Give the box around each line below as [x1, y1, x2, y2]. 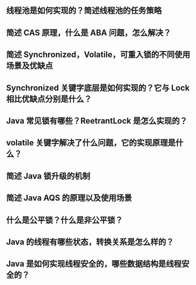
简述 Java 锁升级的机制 [6, 171, 91, 181]
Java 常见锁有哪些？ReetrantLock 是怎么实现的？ [6, 116, 188, 126]
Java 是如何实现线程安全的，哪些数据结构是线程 [6, 259, 182, 269]
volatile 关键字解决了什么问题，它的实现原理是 [6, 138, 176, 148]
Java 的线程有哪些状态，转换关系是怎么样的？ [6, 236, 174, 247]
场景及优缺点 [6, 61, 53, 71]
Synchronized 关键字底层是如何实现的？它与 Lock [6, 82, 190, 93]
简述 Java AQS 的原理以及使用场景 [6, 193, 132, 203]
